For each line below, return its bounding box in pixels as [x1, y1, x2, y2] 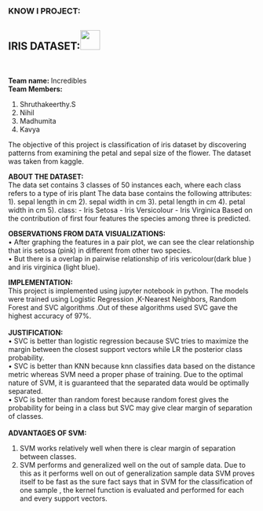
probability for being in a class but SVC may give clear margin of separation [8, 403, 253, 413]
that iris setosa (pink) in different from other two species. [8, 246, 192, 255]
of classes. [8, 411, 44, 420]
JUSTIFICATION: [8, 328, 64, 337]
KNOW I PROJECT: [8, 6, 81, 17]
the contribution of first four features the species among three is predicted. [8, 213, 251, 223]
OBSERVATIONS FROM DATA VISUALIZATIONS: [8, 228, 166, 238]
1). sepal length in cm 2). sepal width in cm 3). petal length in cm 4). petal [8, 197, 246, 206]
